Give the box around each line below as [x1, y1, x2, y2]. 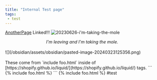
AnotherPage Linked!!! [5, 30, 50, 36]
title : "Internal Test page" [5, 7, 65, 12]
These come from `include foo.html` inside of [5, 60, 96, 66]
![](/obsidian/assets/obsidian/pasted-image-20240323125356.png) [5, 49, 141, 55]
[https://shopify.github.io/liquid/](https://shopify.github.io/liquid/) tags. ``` [5, 65, 153, 71]
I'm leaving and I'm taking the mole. [46, 39, 118, 45]
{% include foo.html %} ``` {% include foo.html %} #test [5, 70, 117, 76]
